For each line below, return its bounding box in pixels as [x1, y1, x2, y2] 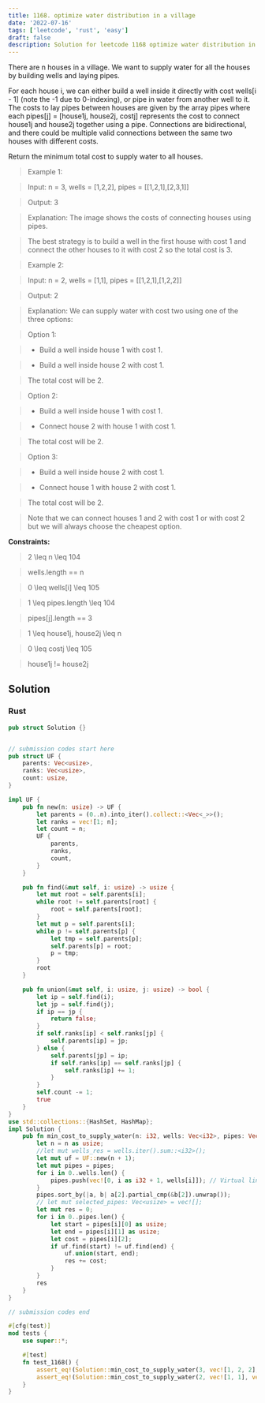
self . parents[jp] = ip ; [50, 1051, 129, 1060]
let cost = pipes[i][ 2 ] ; [50, 1235, 132, 1243]
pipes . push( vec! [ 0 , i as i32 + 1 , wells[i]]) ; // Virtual [50, 1177, 245, 1184]
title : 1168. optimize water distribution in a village [8, 11, 196, 20]
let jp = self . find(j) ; [36, 1000, 114, 1008]
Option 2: [27, 391, 58, 401]
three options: [27, 315, 73, 324]
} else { [36, 1044, 65, 1052]
